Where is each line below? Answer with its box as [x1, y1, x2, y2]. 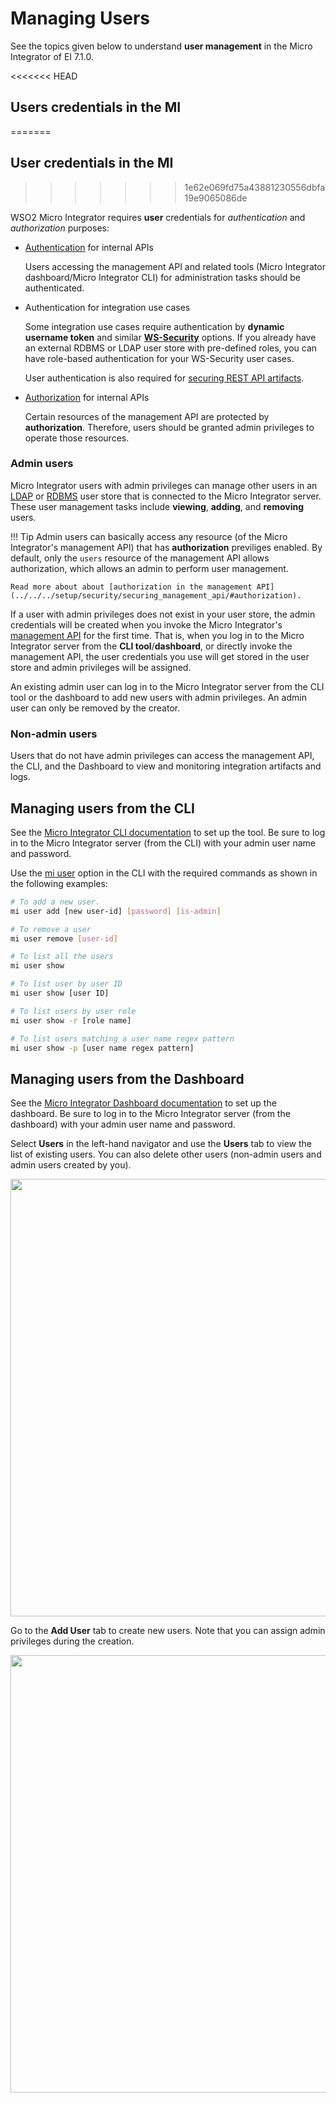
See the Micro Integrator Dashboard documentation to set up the [10, 1097, 277, 1109]
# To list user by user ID [10, 979, 123, 989]
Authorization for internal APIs [24, 391, 150, 403]
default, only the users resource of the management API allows [10, 552, 270, 564]
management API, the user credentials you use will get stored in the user [10, 650, 310, 662]
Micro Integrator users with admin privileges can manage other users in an [10, 479, 318, 491]
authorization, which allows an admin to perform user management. [10, 562, 289, 574]
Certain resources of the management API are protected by [24, 410, 270, 422]
